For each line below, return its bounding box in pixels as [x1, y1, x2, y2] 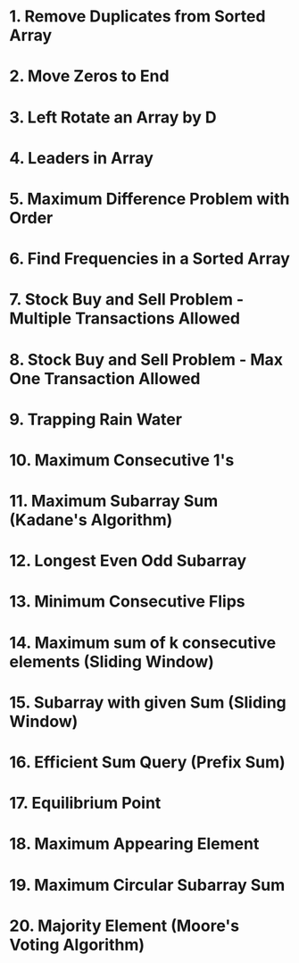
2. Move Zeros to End [9, 66, 170, 87]
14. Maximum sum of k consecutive [9, 632, 277, 653]
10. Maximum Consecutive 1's [9, 449, 235, 470]
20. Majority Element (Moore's [9, 916, 239, 935]
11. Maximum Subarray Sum [9, 491, 219, 511]
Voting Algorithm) [9, 934, 145, 955]
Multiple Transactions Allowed [9, 308, 241, 329]
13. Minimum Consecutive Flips [9, 591, 245, 612]
